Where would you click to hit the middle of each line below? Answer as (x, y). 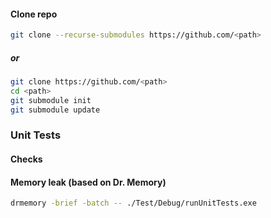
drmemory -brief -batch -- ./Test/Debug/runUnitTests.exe (133, 203)
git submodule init (51, 100)
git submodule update (55, 110)
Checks (26, 159)
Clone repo (34, 14)
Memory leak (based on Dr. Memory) (88, 182)
